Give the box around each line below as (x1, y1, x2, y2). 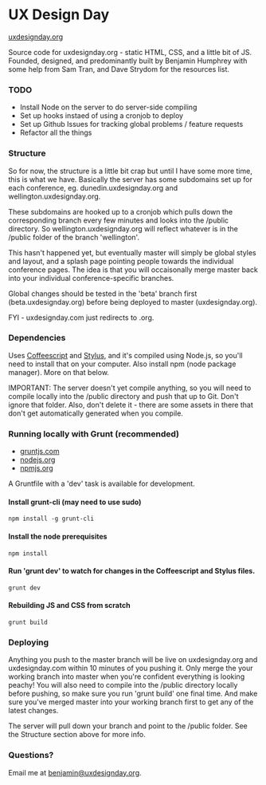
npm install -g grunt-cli (8, 515, 94, 523)
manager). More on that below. (8, 367, 110, 377)
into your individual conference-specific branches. (8, 273, 174, 282)
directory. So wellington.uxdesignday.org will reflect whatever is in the (8, 223, 239, 233)
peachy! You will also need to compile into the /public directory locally (8, 680, 238, 690)
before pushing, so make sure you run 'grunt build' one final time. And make (8, 688, 258, 699)
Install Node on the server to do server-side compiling (19, 102, 198, 112)
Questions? (8, 750, 54, 761)
